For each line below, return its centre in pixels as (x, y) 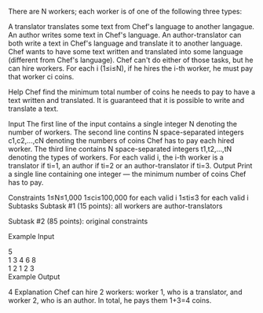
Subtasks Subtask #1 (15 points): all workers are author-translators (115, 206)
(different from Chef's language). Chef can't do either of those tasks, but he (131, 60)
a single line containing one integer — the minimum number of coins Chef (127, 174)
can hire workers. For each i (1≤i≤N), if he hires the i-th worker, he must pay (131, 68)
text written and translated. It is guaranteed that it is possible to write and (126, 100)
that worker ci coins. (41, 77)
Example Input (31, 236)
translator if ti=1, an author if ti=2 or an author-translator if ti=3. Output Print (130, 166)
